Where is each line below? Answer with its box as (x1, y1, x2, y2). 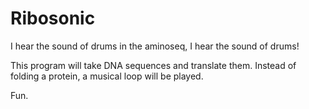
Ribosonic (10, 7, 96, 30)
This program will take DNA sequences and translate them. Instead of (10, 59, 297, 71)
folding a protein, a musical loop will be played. (10, 70, 204, 82)
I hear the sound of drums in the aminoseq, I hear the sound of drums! (10, 40, 300, 52)
